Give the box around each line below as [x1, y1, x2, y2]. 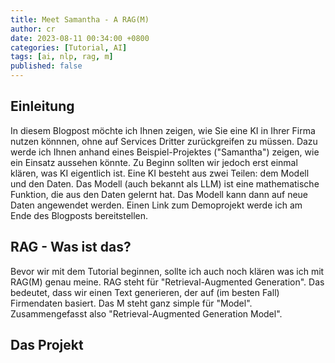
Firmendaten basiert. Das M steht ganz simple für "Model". [10, 297, 253, 309]
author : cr [10, 24, 56, 34]
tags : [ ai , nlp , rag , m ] [10, 52, 114, 62]
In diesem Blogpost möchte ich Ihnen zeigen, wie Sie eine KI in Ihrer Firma [10, 124, 316, 136]
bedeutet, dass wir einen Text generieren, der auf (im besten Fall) [10, 286, 280, 298]
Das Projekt [10, 337, 84, 354]
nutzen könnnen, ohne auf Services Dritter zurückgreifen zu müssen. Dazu [10, 135, 318, 147]
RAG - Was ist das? [10, 239, 132, 256]
